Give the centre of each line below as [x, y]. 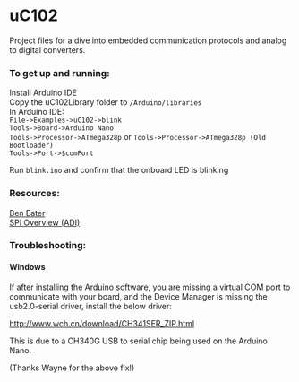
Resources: [34, 194]
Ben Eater [27, 213]
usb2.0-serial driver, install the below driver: [91, 306]
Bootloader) [31, 146]
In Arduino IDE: [37, 112]
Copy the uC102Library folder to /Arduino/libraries [106, 102]
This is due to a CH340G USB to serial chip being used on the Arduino [139, 341]
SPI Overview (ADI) [45, 222]
